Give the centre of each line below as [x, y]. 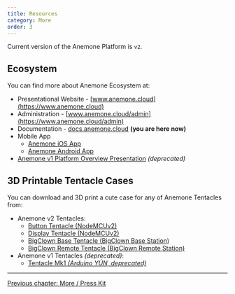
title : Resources [33, 14]
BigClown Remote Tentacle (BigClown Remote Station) [106, 248]
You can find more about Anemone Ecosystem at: [79, 85]
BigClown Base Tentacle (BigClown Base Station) [99, 241]
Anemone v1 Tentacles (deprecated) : [71, 255]
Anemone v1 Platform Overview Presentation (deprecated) [101, 159]
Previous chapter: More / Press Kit [57, 283]
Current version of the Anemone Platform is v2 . [75, 47]
